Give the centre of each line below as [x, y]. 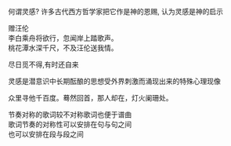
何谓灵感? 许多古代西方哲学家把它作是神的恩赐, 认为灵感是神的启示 [116, 11]
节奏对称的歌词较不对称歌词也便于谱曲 [70, 115]
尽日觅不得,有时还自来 [44, 64]
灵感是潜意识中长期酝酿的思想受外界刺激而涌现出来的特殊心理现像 [114, 81]
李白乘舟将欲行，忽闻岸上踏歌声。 [63, 38]
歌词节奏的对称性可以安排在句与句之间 [70, 124]
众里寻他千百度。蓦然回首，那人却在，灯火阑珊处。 [90, 98]
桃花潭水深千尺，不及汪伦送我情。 [63, 48]
